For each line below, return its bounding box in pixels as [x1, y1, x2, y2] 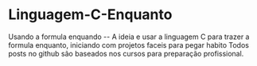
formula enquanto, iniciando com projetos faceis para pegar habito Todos [8, 40, 249, 49]
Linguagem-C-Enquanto [8, 6, 173, 24]
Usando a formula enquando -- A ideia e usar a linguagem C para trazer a [8, 32, 250, 41]
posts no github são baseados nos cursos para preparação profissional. [8, 49, 244, 58]
